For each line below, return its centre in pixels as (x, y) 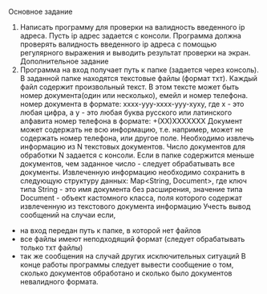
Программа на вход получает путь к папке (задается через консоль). (139, 70)
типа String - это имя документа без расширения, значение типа (131, 189)
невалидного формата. (59, 282)
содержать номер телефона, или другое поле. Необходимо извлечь (137, 138)
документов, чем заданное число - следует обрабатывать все (127, 163)
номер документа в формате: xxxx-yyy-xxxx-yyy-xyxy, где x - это (132, 104)
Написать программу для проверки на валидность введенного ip (132, 27)
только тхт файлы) (51, 247)
